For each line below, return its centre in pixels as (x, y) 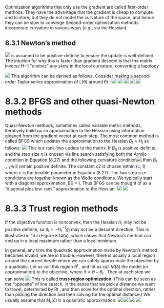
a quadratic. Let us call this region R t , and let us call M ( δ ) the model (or (77, 266)
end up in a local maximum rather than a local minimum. (61, 241)
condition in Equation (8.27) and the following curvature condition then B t (81, 161)
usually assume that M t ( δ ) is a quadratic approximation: (61, 301)
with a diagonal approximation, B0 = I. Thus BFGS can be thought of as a (78, 183)
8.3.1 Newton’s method (41, 43)
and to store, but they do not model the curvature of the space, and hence (80, 17)
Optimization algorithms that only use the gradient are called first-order (77, 7)
